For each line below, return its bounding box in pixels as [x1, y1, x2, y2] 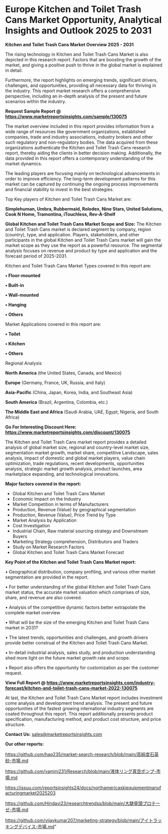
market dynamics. [5, 160, 43, 166]
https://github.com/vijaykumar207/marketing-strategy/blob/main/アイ [5, 817, 149, 823]
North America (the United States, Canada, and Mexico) [5, 369, 122, 376]
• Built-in [5, 282, 24, 288]
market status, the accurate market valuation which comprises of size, [5, 589, 150, 595]
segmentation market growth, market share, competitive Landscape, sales [5, 449, 158, 455]
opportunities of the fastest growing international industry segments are [5, 705, 154, 711]
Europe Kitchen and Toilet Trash [5, 4, 141, 15]
